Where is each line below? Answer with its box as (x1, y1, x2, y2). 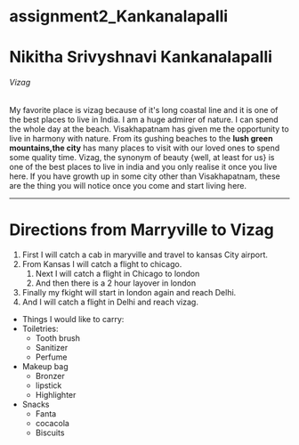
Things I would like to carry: (21, 313, 125, 324)
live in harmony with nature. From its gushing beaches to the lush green (9, 133, 273, 143)
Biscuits (35, 427, 65, 438)
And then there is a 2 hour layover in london (35, 278, 197, 288)
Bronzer (35, 370, 65, 381)
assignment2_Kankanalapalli (9, 6, 229, 27)
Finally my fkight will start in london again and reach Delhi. (21, 287, 237, 297)
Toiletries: (21, 323, 60, 334)
